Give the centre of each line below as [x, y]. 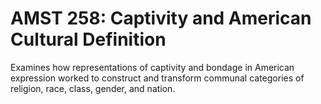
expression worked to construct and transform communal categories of [157, 78]
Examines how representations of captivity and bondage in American [152, 67]
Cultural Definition [88, 39]
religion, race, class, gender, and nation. [93, 88]
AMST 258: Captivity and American [161, 18]
